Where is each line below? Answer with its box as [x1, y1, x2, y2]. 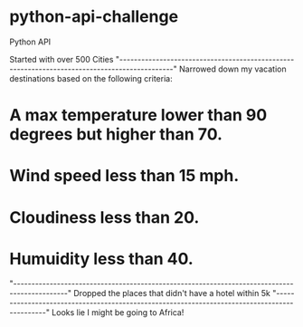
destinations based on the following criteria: [9, 72, 174, 83]
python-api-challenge [9, 6, 179, 27]
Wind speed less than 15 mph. [9, 166, 240, 187]
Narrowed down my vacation [179, 63, 287, 74]
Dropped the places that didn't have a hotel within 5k [73, 288, 271, 299]
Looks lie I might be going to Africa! [51, 307, 185, 318]
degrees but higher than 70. [9, 124, 223, 145]
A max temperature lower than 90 [9, 105, 268, 126]
